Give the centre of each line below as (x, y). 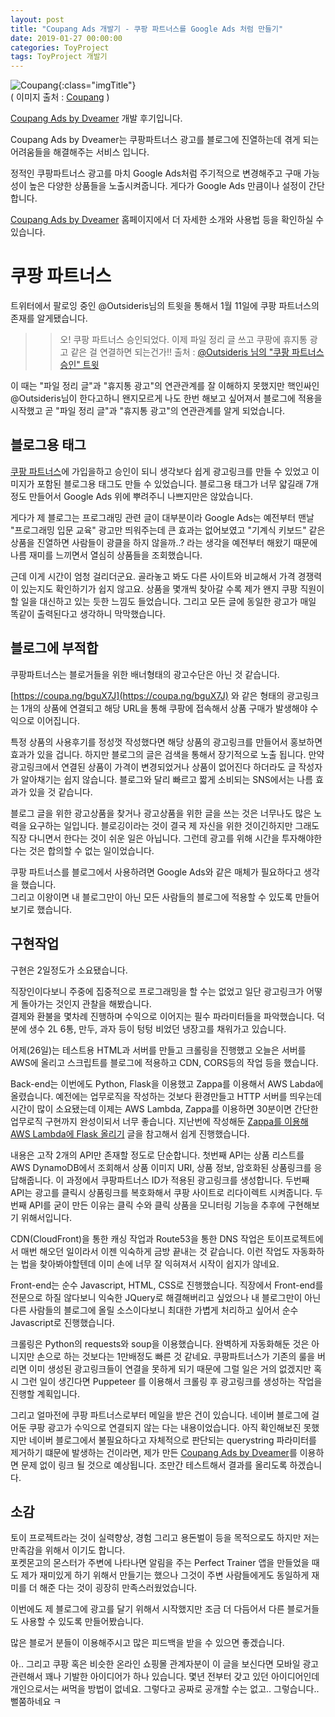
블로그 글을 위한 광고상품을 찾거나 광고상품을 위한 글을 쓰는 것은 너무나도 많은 (161, 813)
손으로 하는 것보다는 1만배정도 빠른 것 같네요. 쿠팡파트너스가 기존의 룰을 (176, 1356)
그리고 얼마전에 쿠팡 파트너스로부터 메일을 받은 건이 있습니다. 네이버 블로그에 (160, 1415)
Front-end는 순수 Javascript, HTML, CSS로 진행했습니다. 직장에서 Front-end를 (167, 1285)
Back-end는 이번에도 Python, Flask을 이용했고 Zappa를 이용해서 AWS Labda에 (167, 1083)
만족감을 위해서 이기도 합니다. (68, 1550)
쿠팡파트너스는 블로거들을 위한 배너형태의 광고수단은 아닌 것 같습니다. (145, 674)
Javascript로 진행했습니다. (62, 1322)
